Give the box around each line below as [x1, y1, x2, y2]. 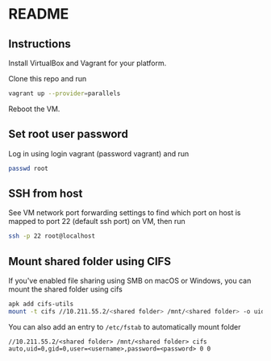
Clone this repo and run [8, 74, 87, 83]
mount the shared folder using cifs [8, 284, 123, 294]
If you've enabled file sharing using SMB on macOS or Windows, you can [8, 276, 252, 286]
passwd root [8, 164, 48, 172]
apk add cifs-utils [8, 300, 74, 309]
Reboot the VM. [8, 104, 60, 114]
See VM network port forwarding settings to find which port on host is [8, 208, 241, 218]
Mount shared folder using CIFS [8, 255, 172, 268]
